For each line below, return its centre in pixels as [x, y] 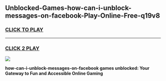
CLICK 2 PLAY [22, 48]
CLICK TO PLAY [24, 30]
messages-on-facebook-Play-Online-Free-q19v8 [83, 16]
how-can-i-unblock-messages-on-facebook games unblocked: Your [77, 68]
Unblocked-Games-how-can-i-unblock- [68, 8]
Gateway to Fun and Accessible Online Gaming [54, 73]
